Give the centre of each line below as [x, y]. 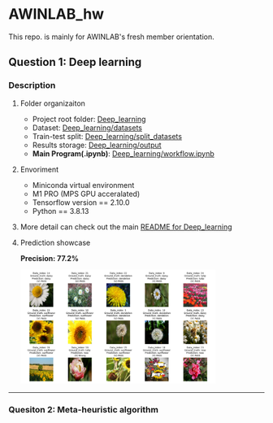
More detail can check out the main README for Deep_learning [126, 227]
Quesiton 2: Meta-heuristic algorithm [83, 409]
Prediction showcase [55, 242]
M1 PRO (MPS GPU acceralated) [86, 194]
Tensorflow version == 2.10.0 [81, 202]
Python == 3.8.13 [61, 211]
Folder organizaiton [52, 103]
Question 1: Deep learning [75, 62]
